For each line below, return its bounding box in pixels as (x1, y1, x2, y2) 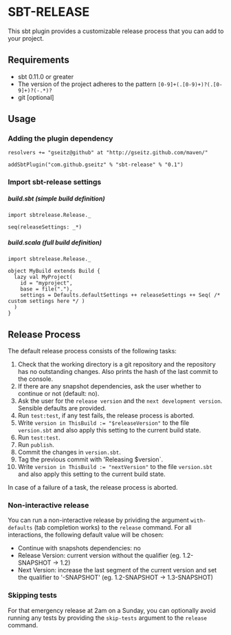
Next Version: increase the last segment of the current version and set (17, 566, 217, 574)
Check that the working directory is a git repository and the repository (17, 360, 216, 368)
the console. (17, 375, 54, 383)
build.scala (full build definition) (8, 238, 102, 247)
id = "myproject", (20, 280, 73, 287)
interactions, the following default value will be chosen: (8, 531, 164, 539)
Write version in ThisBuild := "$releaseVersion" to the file (17, 419, 190, 427)
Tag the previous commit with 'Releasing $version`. (17, 455, 164, 464)
